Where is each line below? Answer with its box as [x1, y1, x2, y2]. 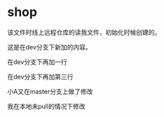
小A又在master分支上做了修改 [7, 87, 93, 95]
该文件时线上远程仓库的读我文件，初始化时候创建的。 [7, 28, 161, 36]
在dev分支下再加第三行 [7, 72, 74, 81]
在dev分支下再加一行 [7, 57, 68, 66]
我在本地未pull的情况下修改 [7, 102, 86, 110]
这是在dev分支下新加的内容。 [7, 42, 93, 51]
